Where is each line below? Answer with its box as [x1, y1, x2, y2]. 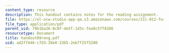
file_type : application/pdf [5, 21, 64, 27]
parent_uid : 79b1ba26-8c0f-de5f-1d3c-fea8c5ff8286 [5, 26, 114, 31]
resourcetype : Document [5, 31, 55, 36]
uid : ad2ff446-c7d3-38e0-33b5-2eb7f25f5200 [5, 40, 98, 45]
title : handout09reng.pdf [5, 36, 59, 41]
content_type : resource [5, 7, 55, 13]
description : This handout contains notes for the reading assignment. [5, 12, 158, 17]
